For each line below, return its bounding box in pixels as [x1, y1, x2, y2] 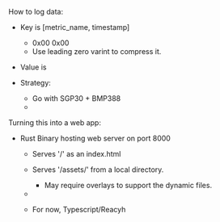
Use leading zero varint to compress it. [32, 47, 162, 56]
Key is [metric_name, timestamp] [19, 23, 130, 31]
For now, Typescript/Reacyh [32, 205, 126, 214]
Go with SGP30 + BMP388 [32, 94, 121, 103]
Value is [19, 62, 47, 72]
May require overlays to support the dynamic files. [44, 181, 213, 190]
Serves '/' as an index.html [32, 149, 121, 158]
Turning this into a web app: [8, 118, 101, 128]
